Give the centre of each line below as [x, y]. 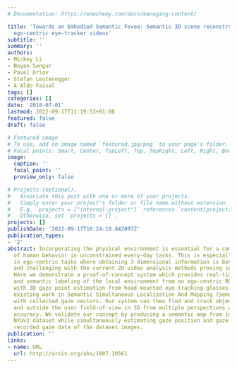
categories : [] [30, 99]
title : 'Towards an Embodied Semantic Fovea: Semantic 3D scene [104, 26]
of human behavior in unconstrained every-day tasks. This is [107, 255]
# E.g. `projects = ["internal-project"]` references [91, 209]
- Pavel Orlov [28, 72]
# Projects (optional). [42, 190]
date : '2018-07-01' [36, 105]
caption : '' [31, 164]
